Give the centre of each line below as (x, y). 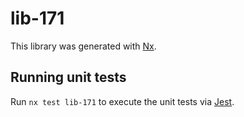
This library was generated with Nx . (83, 46)
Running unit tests (68, 77)
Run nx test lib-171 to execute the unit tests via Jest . (122, 101)
